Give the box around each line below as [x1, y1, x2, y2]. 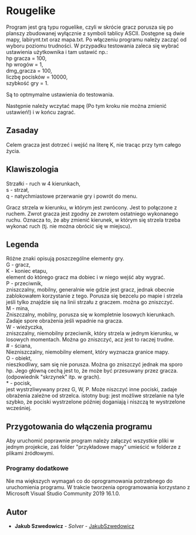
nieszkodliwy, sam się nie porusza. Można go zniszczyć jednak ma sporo [6, 361, 183, 368]
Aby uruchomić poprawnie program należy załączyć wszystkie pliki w [6, 437, 174, 444]
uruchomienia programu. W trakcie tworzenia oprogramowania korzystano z [6, 484, 191, 491]
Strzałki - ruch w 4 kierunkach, [6, 180, 81, 187]
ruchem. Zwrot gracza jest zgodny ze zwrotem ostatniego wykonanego [6, 210, 179, 217]
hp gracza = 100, [6, 55, 47, 62]
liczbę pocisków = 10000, [6, 73, 68, 80]
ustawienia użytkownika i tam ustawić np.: [6, 48, 109, 55]
